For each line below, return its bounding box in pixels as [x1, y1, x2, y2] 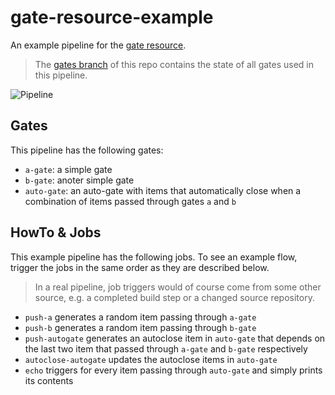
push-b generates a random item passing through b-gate [24, 321, 257, 333]
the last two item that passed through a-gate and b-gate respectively [24, 342, 308, 355]
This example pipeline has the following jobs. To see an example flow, [10, 251, 298, 263]
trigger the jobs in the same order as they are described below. [10, 261, 270, 273]
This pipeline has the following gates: [10, 144, 164, 156]
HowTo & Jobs [10, 224, 102, 241]
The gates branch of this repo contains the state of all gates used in [34, 58, 315, 70]
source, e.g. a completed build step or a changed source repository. [34, 291, 315, 303]
